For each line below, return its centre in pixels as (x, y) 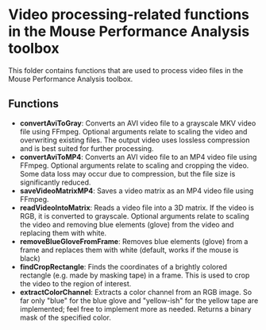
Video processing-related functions (129, 15)
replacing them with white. (63, 233)
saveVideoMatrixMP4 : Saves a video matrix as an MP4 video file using (137, 190)
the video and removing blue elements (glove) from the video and (127, 224)
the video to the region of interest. (75, 283)
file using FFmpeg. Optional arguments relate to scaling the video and (133, 131)
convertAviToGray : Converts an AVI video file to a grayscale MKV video (138, 123)
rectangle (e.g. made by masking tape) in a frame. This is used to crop (135, 275)
